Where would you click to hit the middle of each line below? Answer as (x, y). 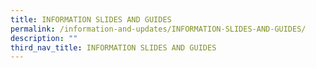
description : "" (44, 38)
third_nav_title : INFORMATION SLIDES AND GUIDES (113, 47)
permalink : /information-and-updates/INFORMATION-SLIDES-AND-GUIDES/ (158, 29)
